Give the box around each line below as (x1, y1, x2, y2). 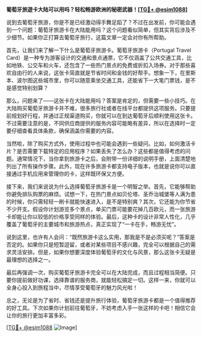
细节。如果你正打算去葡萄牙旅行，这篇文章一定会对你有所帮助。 (11, 34, 170, 41)
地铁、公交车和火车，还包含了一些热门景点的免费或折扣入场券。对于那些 (11, 61, 191, 69)
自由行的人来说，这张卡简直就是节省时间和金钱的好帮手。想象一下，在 (11, 69, 185, 76)
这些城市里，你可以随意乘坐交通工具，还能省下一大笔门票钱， (32, 77, 185, 84)
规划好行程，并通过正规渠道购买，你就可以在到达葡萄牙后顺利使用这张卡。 (11, 112, 196, 119)
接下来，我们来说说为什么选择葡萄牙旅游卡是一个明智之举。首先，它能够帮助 (6, 183, 196, 190)
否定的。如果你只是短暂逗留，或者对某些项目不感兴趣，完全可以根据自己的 (6, 241, 191, 248)
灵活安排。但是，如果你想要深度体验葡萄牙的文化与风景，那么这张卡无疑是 (11, 248, 196, 256)
